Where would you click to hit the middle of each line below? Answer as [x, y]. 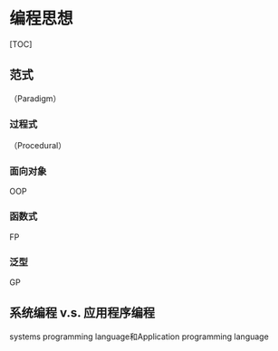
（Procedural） [38, 146]
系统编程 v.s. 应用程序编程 [82, 313]
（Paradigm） [35, 98]
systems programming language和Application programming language [139, 337]
